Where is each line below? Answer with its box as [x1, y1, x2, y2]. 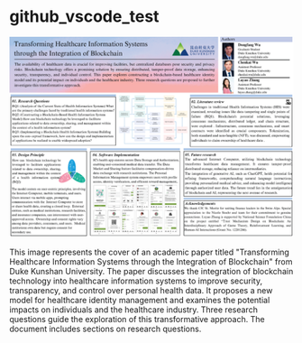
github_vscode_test [9, 6, 160, 27]
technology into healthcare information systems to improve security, [9, 275, 263, 286]
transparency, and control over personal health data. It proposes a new [9, 285, 273, 296]
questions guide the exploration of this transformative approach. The [9, 314, 265, 325]
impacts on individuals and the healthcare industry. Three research [9, 304, 259, 315]
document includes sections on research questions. [9, 323, 202, 335]
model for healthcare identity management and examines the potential [9, 295, 270, 306]
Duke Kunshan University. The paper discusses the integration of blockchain [9, 266, 294, 277]
